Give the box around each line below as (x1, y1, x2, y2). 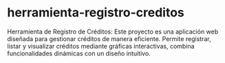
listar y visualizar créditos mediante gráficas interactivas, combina (7, 42, 195, 50)
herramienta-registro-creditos (7, 5, 184, 21)
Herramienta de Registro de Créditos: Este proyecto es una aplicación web (7, 27, 219, 36)
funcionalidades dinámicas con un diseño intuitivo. (7, 49, 151, 58)
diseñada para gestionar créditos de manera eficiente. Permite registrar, (7, 34, 211, 42)
